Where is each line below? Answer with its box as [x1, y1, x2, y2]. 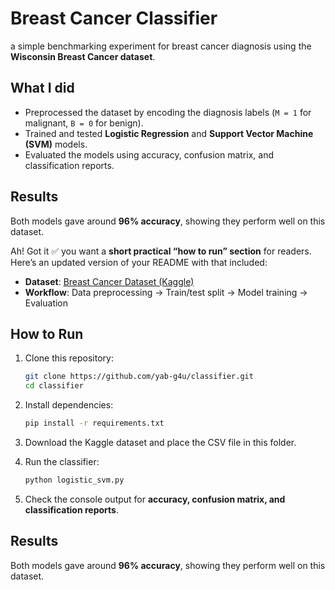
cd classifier [24, 381, 84, 391]
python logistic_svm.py [24, 475, 125, 485]
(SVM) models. [24, 138, 88, 150]
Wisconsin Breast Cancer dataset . [10, 50, 156, 62]
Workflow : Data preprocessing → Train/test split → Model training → [24, 286, 308, 298]
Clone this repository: [24, 352, 114, 364]
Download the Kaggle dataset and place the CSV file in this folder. [24, 437, 297, 448]
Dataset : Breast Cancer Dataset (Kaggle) [24, 275, 195, 287]
